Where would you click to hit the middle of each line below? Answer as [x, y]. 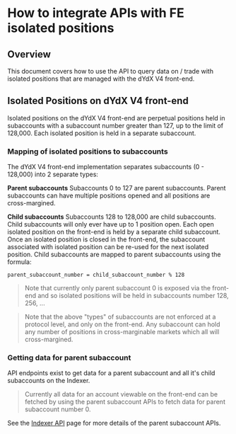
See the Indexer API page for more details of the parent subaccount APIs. [114, 423]
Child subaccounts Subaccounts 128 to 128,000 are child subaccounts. [112, 217]
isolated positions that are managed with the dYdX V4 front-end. [101, 79]
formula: [19, 262]
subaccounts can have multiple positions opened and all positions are [109, 195]
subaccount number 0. [58, 409]
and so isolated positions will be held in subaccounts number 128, [133, 296]
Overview [29, 54]
